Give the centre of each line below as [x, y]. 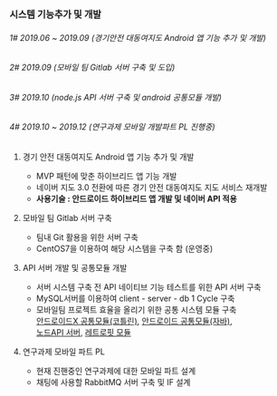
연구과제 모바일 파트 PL [64, 352]
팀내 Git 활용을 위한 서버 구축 [87, 237]
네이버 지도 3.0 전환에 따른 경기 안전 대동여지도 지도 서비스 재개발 [152, 187]
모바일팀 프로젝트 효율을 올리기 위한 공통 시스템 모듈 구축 [136, 309]
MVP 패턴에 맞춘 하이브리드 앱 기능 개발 [106, 176]
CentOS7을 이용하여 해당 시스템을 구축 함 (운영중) [124, 248]
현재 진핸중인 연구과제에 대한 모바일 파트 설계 [116, 371]
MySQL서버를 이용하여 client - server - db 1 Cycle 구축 [135, 298]
